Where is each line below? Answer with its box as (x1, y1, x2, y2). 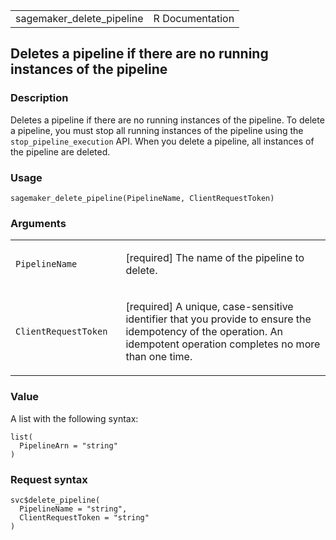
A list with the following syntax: (10, 412, 139, 424)
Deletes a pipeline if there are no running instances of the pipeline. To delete (10, 114, 325, 126)
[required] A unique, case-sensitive (125, 300, 294, 314)
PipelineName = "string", (19, 504, 128, 514)
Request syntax (10, 472, 88, 486)
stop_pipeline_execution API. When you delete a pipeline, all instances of (10, 135, 315, 147)
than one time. (125, 350, 193, 364)
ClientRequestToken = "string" (19, 512, 150, 523)
